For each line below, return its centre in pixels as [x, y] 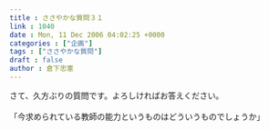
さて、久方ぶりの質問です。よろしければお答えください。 [117, 95]
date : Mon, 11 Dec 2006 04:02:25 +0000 [88, 35]
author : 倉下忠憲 [42, 69]
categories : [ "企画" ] [51, 43]
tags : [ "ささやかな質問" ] [56, 52]
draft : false [36, 60]
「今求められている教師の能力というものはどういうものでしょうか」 [137, 116]
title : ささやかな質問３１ [57, 18]
